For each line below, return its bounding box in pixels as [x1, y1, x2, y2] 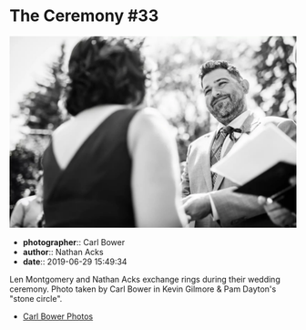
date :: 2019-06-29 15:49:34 [22, 256, 127, 267]
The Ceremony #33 [9, 5, 159, 26]
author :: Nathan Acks [22, 246, 104, 257]
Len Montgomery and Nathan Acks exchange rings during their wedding [9, 273, 280, 284]
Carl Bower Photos [22, 311, 94, 322]
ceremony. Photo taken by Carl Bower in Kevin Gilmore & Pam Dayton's [9, 284, 277, 294]
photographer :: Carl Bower [22, 236, 126, 247]
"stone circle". [9, 293, 63, 304]
